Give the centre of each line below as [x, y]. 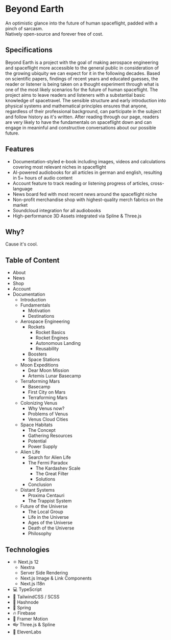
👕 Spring [22, 608]
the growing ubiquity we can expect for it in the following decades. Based [83, 73]
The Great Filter [52, 474]
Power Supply [43, 447]
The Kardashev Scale [58, 468]
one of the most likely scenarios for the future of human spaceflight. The [82, 90]
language [22, 189]
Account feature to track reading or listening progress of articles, [81, 183]
